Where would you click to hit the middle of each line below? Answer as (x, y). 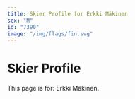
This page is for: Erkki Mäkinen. (53, 88)
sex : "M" (20, 21)
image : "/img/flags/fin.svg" (50, 34)
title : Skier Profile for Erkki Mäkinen (68, 14)
